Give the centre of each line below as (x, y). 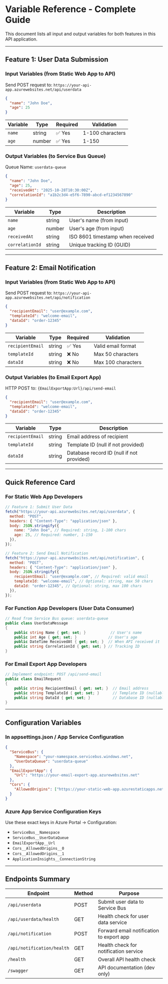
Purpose (129, 893)
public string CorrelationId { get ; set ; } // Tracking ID (77, 647)
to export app (114, 937)
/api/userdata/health (33, 919)
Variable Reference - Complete (70, 9)
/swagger (18, 970)
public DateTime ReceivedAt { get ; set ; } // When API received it (87, 642)
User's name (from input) (99, 220)
